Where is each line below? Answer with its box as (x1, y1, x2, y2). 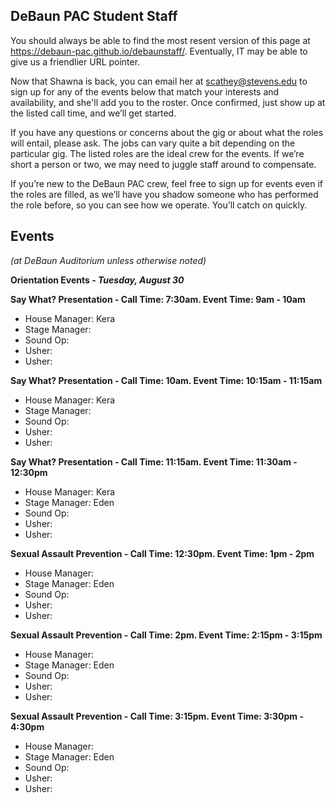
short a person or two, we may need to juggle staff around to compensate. (10, 158, 317, 170)
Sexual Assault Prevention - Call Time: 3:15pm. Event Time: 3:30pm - (10, 710, 304, 722)
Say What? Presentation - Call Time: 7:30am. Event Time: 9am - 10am (10, 293, 306, 305)
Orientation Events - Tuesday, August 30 (10, 274, 185, 286)
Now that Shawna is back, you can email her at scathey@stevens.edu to (10, 75, 308, 87)
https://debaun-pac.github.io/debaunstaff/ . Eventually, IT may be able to (10, 45, 308, 57)
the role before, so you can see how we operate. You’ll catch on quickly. (10, 199, 308, 211)
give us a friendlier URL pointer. (10, 55, 141, 68)
